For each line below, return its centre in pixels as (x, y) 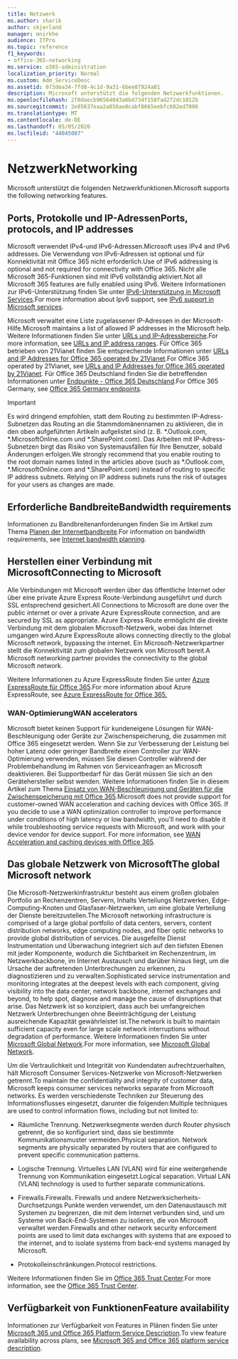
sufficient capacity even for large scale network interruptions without (108, 1029)
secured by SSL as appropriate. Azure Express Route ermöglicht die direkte (118, 620)
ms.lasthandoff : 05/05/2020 (49, 126)
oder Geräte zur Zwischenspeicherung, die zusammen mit (141, 736)
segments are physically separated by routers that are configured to (117, 1147)
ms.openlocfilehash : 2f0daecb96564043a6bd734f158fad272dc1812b (103, 100)
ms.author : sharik (34, 21)
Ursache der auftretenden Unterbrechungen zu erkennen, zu (97, 968)
